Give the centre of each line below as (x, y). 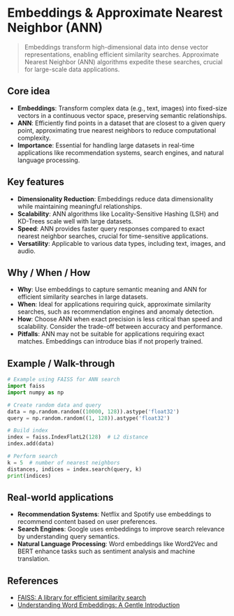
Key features (36, 182)
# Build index (28, 431)
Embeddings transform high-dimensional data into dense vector (116, 47)
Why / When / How (49, 273)
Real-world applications (60, 497)
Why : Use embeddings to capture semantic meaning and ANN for (112, 289)
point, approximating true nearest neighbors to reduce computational (117, 130)
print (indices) (29, 476)
